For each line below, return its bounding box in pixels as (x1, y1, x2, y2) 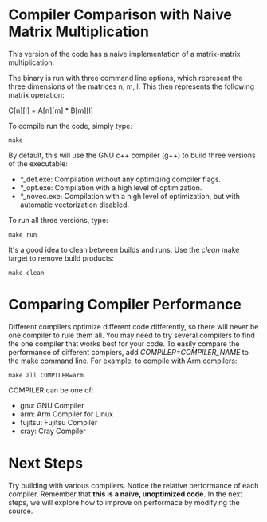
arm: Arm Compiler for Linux (19, 409, 114, 419)
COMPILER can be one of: (8, 385, 94, 395)
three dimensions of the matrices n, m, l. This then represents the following (8, 82, 255, 91)
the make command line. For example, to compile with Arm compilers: (8, 356, 238, 365)
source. (8, 506, 33, 516)
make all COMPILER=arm (8, 371, 84, 379)
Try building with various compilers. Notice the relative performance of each (8, 480, 259, 490)
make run (8, 230, 37, 239)
